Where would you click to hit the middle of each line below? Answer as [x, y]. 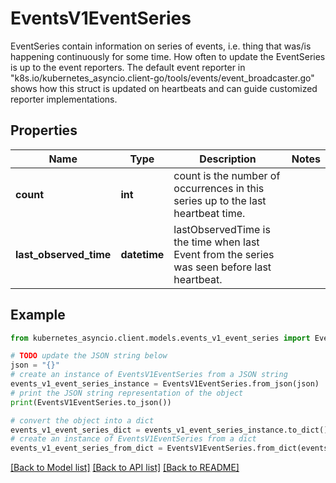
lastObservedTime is [222, 229]
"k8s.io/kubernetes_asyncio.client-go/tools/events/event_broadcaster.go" [162, 78]
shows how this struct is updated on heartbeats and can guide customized [164, 88]
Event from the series [224, 254]
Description [228, 159]
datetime [142, 254]
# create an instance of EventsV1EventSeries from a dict [133, 439]
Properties [44, 130]
